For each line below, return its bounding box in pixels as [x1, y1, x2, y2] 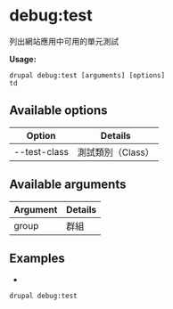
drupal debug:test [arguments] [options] [9, 70, 166, 80]
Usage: [9, 53, 37, 64]
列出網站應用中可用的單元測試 [9, 36, 119, 46]
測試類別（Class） [77, 146, 154, 159]
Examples [9, 250, 65, 265]
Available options [9, 103, 109, 118]
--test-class [13, 145, 70, 158]
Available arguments [9, 177, 127, 192]
